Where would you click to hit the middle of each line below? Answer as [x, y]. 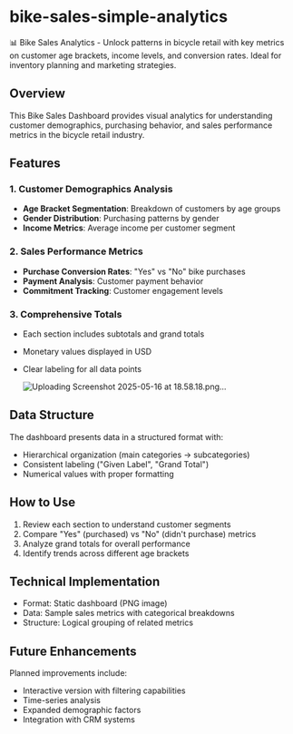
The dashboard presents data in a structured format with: [117, 436]
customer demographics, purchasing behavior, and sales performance [141, 125]
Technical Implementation [85, 582]
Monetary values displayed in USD [87, 352]
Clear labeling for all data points [82, 369]
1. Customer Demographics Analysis [91, 190]
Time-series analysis [62, 700]
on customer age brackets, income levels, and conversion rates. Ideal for [146, 55]
